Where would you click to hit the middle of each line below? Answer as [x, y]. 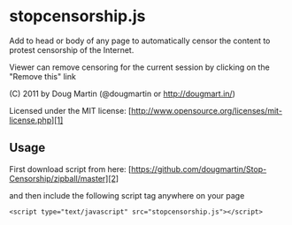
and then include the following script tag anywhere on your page [127, 195]
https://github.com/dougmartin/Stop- [199, 169]
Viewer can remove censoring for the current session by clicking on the [139, 67]
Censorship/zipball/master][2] [64, 178]
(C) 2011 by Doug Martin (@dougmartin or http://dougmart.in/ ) [123, 94]
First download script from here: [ [70, 169]
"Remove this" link [43, 76]
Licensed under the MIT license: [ [70, 110]
